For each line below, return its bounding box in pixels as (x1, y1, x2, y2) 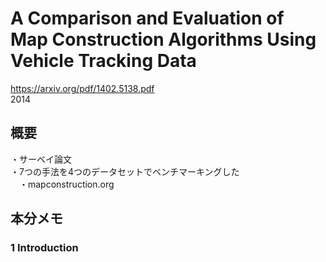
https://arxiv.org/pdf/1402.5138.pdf (10, 82, 155, 94)
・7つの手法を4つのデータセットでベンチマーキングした (10, 165, 240, 177)
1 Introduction (10, 241, 79, 255)
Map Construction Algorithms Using (10, 28, 317, 51)
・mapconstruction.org (18, 178, 115, 190)
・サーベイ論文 (10, 153, 72, 165)
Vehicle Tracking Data (10, 50, 197, 72)
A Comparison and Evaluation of (10, 7, 285, 30)
